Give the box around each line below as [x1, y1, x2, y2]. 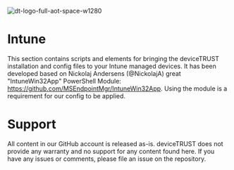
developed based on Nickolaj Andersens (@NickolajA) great [7, 69, 181, 77]
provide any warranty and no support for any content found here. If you [7, 147, 215, 155]
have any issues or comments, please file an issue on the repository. [7, 155, 207, 163]
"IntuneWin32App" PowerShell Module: [7, 77, 122, 85]
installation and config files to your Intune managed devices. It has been [7, 62, 217, 70]
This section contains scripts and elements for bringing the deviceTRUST [7, 54, 220, 63]
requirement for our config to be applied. [7, 91, 125, 100]
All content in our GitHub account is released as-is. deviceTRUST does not [7, 139, 223, 148]
